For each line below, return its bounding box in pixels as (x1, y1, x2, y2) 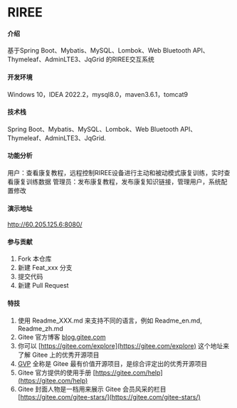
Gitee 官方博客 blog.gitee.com (17, 333, 106, 341)
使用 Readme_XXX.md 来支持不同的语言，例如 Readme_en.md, (17, 316, 203, 325)
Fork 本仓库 (17, 254, 52, 263)
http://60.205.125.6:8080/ (7, 220, 83, 229)
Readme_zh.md (17, 324, 64, 333)
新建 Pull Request (17, 281, 69, 290)
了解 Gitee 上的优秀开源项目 (17, 350, 100, 359)
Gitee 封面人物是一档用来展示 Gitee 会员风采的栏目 (17, 385, 167, 393)
